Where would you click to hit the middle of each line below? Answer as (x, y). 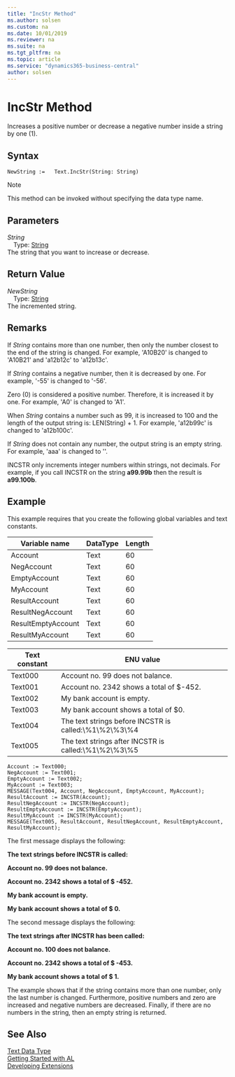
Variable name (45, 543)
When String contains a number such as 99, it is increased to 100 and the (113, 415)
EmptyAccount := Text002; (45, 779)
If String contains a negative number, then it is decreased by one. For (107, 373)
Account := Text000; (37, 766)
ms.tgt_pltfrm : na (34, 53)
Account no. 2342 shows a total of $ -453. (70, 963)
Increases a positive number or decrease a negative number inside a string (115, 126)
